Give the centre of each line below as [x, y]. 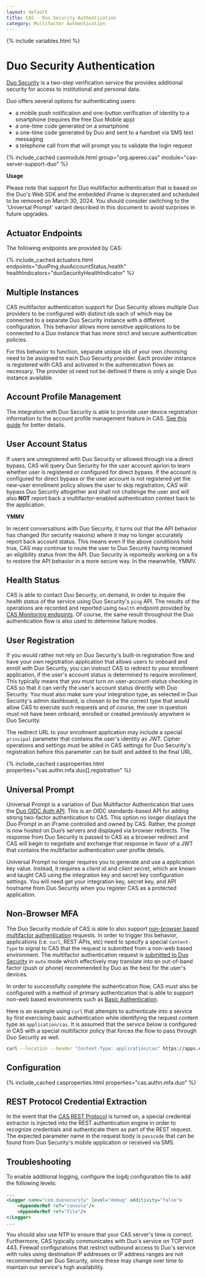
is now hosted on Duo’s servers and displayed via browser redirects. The [98, 830]
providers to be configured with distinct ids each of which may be [90, 313]
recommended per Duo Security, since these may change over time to [95, 1261]
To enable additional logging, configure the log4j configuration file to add [99, 1177]
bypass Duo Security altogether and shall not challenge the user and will [98, 491]
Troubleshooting [39, 1162]
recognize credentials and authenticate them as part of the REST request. [99, 1130]
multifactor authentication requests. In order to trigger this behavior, [92, 935]
